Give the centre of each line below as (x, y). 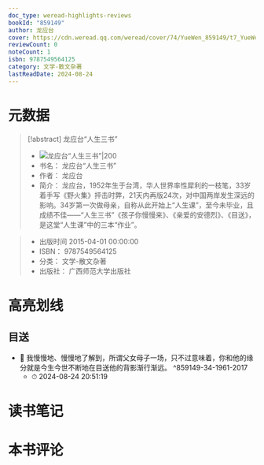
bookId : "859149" (37, 23)
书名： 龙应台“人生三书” (77, 166)
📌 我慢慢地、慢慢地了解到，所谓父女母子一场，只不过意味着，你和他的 (133, 357)
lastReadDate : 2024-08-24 (50, 74)
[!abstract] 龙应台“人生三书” (72, 139)
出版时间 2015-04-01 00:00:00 (89, 241)
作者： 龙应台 (61, 175)
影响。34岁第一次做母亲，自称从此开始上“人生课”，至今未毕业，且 (146, 205)
